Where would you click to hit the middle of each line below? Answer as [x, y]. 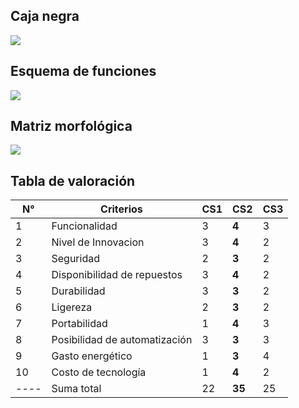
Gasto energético [92, 356]
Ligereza [72, 307]
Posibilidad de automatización [122, 340]
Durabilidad [78, 291]
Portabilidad [79, 324]
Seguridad [75, 259]
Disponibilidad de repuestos [117, 275]
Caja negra [45, 16]
